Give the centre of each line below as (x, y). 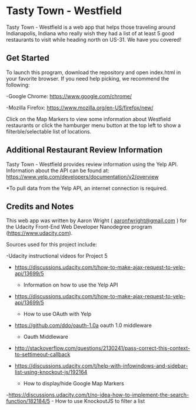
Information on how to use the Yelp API (71, 285)
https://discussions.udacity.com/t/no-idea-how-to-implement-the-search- (99, 395)
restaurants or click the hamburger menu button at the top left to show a (94, 125)
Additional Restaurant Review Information (84, 150)
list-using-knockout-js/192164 (51, 372)
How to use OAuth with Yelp (57, 314)
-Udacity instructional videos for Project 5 (57, 256)
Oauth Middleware (46, 337)
